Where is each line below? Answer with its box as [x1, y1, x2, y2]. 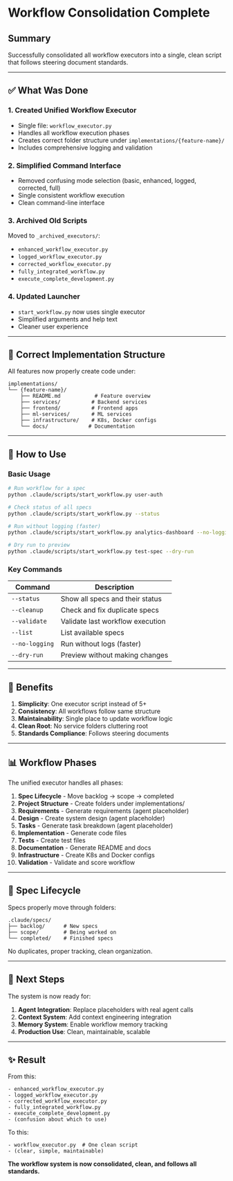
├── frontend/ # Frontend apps [20, 405, 138, 412]
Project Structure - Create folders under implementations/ [17, 799, 185, 807]
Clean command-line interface [17, 198, 105, 207]
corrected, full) [17, 184, 61, 192]
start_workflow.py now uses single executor [17, 307, 146, 316]
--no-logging [11, 640, 55, 648]
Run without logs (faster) [60, 639, 142, 649]
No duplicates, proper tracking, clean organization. [8, 947, 153, 955]
